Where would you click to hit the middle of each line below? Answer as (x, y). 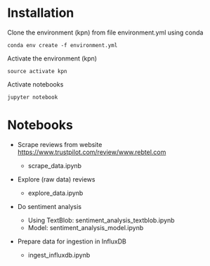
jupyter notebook (33, 97)
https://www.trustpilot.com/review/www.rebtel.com (92, 152)
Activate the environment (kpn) (52, 58)
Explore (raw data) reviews (56, 179)
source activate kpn (38, 71)
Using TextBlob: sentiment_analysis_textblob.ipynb (101, 220)
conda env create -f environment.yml (63, 45)
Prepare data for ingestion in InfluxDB (72, 241)
